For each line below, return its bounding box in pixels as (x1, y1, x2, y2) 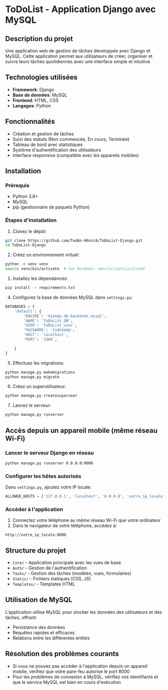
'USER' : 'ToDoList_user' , (23, 323, 78, 328)
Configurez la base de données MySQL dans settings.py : (12, 294, 133, 300)
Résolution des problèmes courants (5, 650, 119, 658)
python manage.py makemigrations (5, 370, 75, 375)
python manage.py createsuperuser (5, 393, 78, 399)
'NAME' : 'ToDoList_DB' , (23, 318, 73, 323)
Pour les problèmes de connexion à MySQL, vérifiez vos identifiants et (12, 673, 158, 680)
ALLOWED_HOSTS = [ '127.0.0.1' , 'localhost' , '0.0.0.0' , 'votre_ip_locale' (5, 494, 165, 499)
